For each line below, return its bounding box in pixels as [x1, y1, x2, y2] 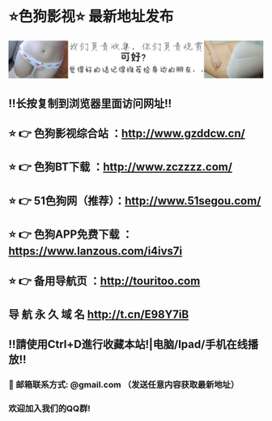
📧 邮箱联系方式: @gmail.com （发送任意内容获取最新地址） [8, 379, 240, 390]
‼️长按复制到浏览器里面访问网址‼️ [8, 97, 172, 110]
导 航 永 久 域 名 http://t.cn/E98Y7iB [8, 307, 189, 321]
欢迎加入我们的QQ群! [8, 403, 91, 415]
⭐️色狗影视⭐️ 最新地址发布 [8, 7, 174, 26]
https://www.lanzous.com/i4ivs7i [8, 244, 183, 258]
